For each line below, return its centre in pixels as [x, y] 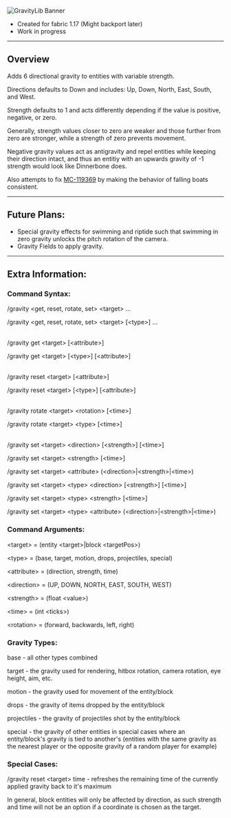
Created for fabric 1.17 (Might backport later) [80, 24]
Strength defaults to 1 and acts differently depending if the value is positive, [114, 110]
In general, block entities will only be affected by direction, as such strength [114, 800]
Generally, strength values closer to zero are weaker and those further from [114, 130]
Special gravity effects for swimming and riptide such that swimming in [118, 232]
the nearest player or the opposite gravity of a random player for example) [112, 746]
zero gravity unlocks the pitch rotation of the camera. [92, 238]
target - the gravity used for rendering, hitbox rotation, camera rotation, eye [114, 671]
